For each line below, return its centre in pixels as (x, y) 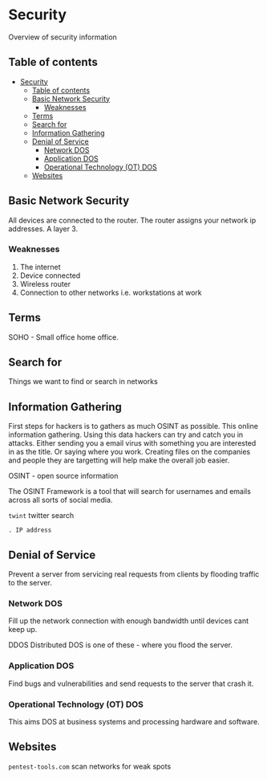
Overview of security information (63, 37)
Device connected (50, 275)
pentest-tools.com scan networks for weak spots (90, 766)
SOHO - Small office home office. (63, 337)
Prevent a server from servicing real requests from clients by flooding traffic (134, 574)
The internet (40, 267)
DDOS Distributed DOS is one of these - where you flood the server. (120, 645)
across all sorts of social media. (61, 500)
